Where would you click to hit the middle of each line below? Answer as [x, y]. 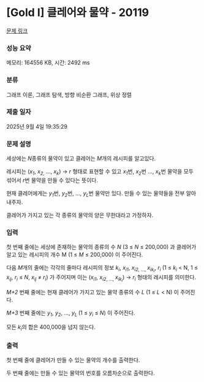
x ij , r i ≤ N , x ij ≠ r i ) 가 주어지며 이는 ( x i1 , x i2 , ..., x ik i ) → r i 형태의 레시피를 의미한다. [101, 278]
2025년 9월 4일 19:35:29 [37, 126]
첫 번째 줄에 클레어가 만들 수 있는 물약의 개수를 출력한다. [73, 360]
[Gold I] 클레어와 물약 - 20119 [78, 13]
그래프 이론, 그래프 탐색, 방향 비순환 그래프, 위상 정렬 [69, 94]
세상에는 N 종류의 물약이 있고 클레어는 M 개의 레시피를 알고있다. [81, 159]
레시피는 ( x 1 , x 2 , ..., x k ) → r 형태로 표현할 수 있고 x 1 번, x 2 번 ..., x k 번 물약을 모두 [100, 172]
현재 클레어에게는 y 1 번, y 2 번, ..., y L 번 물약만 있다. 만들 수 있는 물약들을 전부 [96, 194]
